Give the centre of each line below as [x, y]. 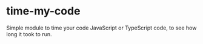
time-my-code [43, 11]
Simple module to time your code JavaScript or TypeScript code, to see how [101, 28]
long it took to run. [29, 34]
